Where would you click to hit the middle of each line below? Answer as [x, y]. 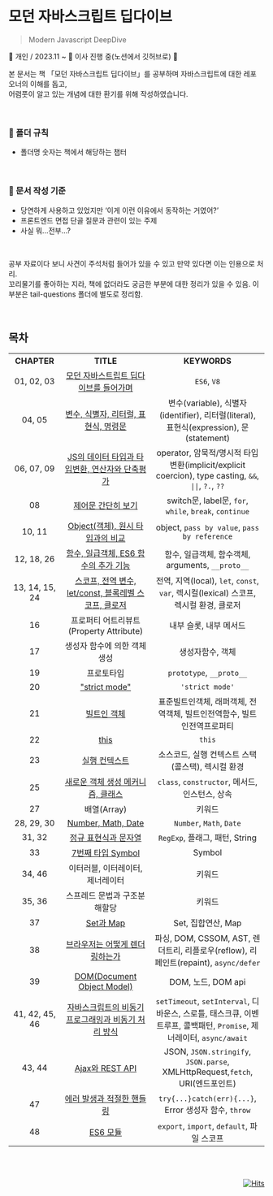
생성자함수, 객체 [208, 652]
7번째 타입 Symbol [106, 853]
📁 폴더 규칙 [28, 132]
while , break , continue [208, 511]
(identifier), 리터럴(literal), [207, 415]
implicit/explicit [217, 466]
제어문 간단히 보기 [105, 506]
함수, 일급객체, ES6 [101, 553]
